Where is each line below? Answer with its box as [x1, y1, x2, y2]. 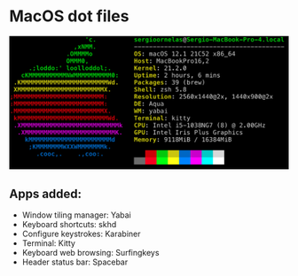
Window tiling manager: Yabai [21, 210, 131, 220]
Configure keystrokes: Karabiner [21, 228, 141, 240]
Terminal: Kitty [21, 238, 75, 249]
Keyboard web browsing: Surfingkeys [21, 248, 160, 258]
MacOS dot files [9, 6, 129, 27]
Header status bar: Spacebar [21, 257, 129, 267]
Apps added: [9, 187, 82, 201]
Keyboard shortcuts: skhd [21, 219, 117, 230]
